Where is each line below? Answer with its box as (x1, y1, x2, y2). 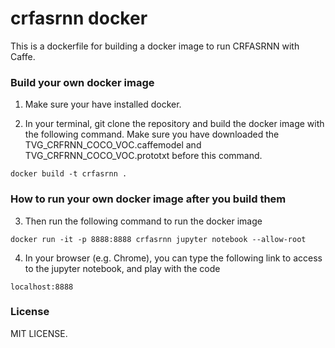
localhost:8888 (10, 282, 74, 292)
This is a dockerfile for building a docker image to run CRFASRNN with (10, 40, 300, 52)
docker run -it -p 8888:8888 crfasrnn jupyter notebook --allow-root (10, 234, 307, 244)
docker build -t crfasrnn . (10, 169, 128, 179)
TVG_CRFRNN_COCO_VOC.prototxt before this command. (24, 150, 263, 162)
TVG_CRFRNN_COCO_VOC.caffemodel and (24, 139, 202, 151)
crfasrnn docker (10, 7, 148, 30)
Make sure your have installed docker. (24, 98, 182, 111)
